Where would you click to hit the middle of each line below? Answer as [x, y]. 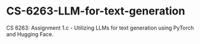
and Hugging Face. [30, 34]
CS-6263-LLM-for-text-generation [96, 11]
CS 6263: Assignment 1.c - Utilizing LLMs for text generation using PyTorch [100, 28]
